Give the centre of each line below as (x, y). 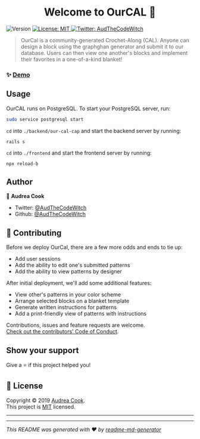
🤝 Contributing (34, 233)
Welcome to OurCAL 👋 (100, 12)
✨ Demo (18, 75)
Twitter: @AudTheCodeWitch (51, 208)
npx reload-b (22, 163)
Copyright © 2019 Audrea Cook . (46, 400)
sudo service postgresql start (45, 119)
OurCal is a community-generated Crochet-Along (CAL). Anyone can (105, 40)
